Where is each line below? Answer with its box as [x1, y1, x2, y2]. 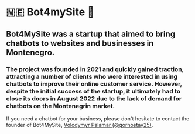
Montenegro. [6, 47, 55, 58]
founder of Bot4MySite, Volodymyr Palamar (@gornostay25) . [6, 121, 153, 128]
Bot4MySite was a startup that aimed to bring [6, 29, 176, 39]
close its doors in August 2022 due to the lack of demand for [6, 94, 182, 102]
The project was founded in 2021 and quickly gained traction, [6, 65, 184, 73]
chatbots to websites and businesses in [6, 38, 154, 48]
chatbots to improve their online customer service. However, [6, 79, 183, 88]
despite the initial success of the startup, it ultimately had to [6, 87, 181, 95]
